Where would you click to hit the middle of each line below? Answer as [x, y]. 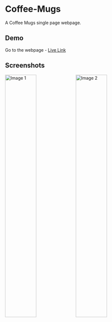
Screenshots [25, 66]
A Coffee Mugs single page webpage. [43, 23]
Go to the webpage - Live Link [35, 50]
